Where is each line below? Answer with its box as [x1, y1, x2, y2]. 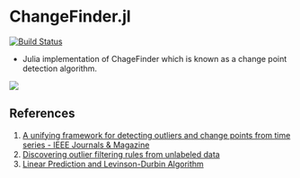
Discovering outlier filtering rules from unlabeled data [22, 148, 220, 159]
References [9, 106, 75, 121]
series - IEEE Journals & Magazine [22, 139, 150, 150]
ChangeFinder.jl [9, 6, 132, 27]
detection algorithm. [22, 63, 97, 74]
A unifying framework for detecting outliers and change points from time [22, 129, 291, 140]
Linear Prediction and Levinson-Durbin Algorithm [22, 158, 204, 169]
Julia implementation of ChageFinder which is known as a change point [22, 53, 287, 64]
